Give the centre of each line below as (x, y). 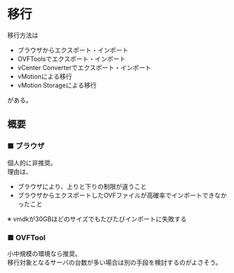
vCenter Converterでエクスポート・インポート (84, 67)
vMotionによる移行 (45, 76)
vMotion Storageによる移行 (57, 85)
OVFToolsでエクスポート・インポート (72, 59)
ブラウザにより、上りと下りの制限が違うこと (82, 186)
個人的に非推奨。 (32, 163)
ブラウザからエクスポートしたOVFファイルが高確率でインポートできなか (122, 195)
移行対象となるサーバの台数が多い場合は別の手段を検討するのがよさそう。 (115, 262)
